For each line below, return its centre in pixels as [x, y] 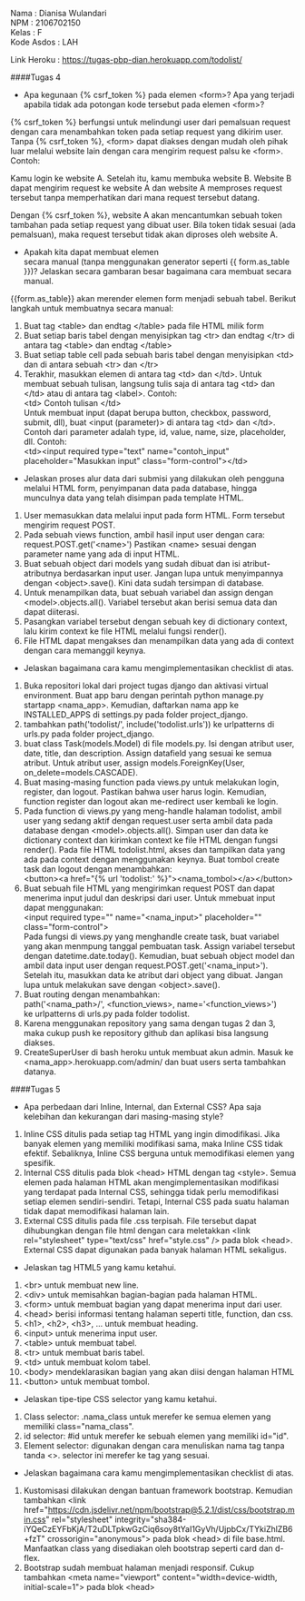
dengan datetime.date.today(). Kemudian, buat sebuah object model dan [159, 956]
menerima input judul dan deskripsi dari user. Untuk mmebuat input [149, 898]
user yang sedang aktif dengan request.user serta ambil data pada [148, 820]
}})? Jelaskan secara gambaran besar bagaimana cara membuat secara [157, 271]
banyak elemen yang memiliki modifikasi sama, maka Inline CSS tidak [153, 1144]
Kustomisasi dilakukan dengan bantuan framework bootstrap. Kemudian [158, 1490]
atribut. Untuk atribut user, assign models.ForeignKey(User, [134, 763]
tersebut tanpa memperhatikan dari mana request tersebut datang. [135, 198]
